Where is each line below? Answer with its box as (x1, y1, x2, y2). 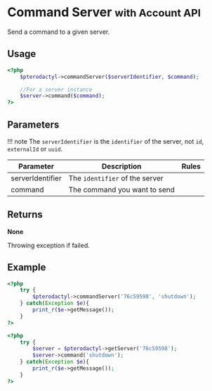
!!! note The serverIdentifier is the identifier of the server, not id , (7, 137, 204, 145)
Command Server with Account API (7, 4, 201, 20)
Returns (7, 209, 44, 221)
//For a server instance (20, 86, 93, 93)
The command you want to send (68, 185, 175, 194)
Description (101, 161, 142, 171)
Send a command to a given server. (7, 27, 110, 36)
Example (7, 261, 46, 273)
